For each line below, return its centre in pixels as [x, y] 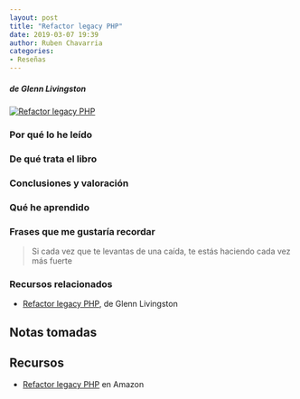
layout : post [34, 18]
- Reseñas [28, 60]
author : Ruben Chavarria [56, 43]
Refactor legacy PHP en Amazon [83, 385]
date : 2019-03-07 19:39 [54, 34]
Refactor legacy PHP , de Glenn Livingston [100, 304]
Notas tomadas [53, 332]
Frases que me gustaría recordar [83, 231]
